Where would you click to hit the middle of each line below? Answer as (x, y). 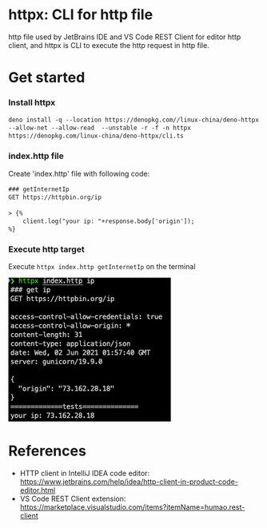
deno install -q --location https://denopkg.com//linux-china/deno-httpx (134, 120)
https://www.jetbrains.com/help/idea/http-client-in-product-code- (129, 482)
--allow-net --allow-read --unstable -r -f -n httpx (100, 128)
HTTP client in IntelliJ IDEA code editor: (85, 473)
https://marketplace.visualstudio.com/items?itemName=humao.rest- (132, 507)
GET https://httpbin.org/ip (55, 197)
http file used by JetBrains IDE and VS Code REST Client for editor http (125, 37)
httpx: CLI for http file (81, 15)
